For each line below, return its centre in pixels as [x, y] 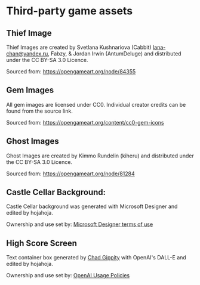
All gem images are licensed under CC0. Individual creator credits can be [96, 104]
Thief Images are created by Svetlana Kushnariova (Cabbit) [79, 47]
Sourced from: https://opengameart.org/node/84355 [71, 72]
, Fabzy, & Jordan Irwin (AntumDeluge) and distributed [114, 54]
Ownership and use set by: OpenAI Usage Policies [68, 275]
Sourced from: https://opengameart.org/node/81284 [71, 174]
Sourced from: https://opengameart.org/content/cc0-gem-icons [85, 122]
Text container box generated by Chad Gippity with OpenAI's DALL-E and [96, 258]
